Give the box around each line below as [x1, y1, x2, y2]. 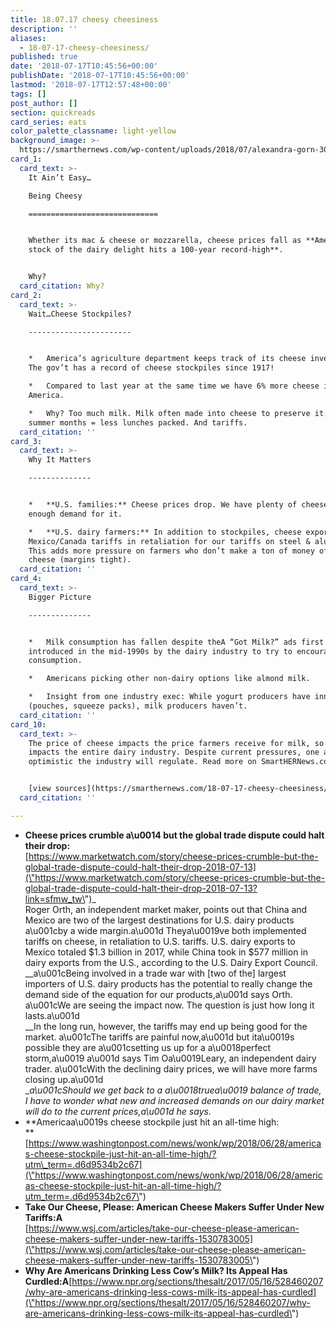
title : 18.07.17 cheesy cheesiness [10, 14, 159, 25]
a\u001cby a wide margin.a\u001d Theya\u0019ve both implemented [24, 924, 307, 936]
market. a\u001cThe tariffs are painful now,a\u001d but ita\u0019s [24, 1031, 295, 1043]
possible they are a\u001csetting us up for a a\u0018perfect [24, 1041, 272, 1053]
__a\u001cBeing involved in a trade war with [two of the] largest [24, 967, 287, 979]
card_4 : [10, 574, 43, 584]
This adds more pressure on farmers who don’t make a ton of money [28, 546, 315, 556]
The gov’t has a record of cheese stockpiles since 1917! [28, 363, 275, 373]
